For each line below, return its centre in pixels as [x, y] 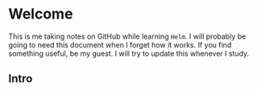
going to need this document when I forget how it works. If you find [120, 44]
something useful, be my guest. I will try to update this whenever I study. [129, 53]
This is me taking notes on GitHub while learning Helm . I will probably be [127, 36]
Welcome [41, 14]
